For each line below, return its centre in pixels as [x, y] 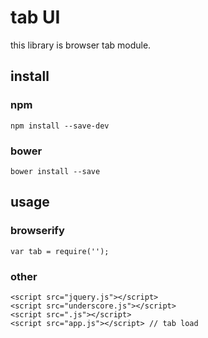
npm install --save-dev [60, 126]
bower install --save [55, 171]
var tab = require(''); [60, 251]
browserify [37, 231]
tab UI [35, 17]
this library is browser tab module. [81, 45]
